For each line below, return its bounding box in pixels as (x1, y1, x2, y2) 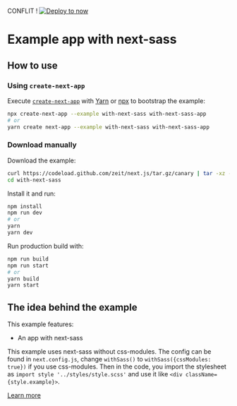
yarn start (7, 282, 39, 289)
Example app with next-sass (7, 32, 177, 47)
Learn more (7, 391, 41, 400)
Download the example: (7, 156, 76, 165)
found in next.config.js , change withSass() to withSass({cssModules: (7, 355, 212, 364)
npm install (7, 203, 42, 210)
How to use (7, 59, 58, 71)
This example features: (7, 320, 74, 328)
